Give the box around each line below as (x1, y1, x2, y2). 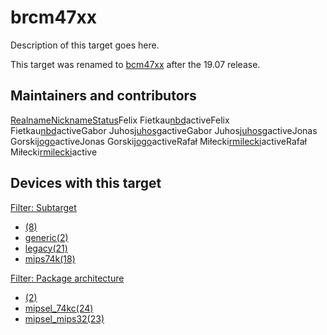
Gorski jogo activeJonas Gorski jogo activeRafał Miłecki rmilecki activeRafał (10, 135, 308, 147)
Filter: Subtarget (10, 201, 77, 213)
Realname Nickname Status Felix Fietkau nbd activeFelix (10, 114, 230, 126)
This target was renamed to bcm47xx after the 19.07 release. (10, 58, 261, 70)
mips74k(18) (24, 252, 76, 265)
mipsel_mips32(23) (24, 312, 105, 325)
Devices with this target (10, 175, 162, 192)
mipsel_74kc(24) (24, 302, 94, 314)
